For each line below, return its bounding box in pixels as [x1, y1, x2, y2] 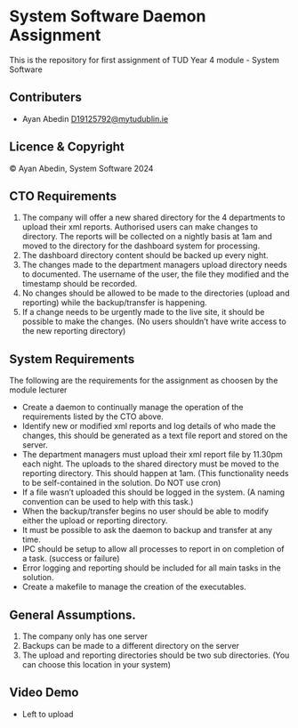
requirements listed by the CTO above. [21, 411, 165, 422]
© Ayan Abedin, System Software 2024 [9, 163, 154, 174]
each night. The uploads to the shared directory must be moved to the [21, 458, 280, 469]
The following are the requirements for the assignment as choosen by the [9, 376, 278, 386]
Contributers [9, 90, 83, 105]
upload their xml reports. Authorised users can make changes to [21, 222, 258, 232]
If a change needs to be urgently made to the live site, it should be [21, 307, 265, 318]
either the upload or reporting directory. [21, 515, 168, 526]
